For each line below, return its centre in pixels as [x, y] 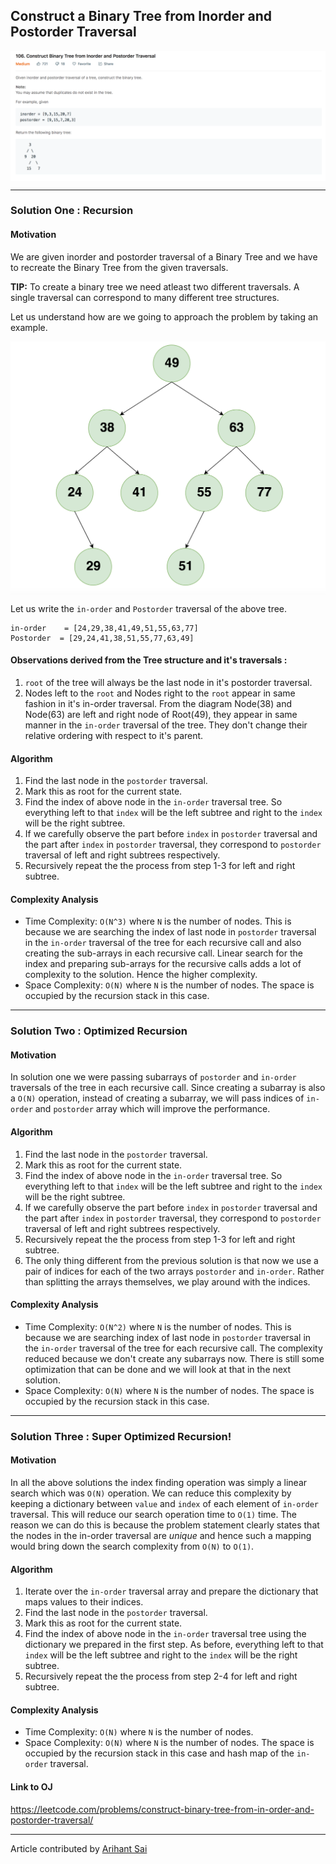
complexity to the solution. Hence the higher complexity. [141, 975]
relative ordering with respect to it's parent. [114, 735]
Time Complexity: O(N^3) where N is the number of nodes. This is [158, 921]
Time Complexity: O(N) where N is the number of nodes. [139, 1732]
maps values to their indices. [84, 1602]
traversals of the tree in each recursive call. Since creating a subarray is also [168, 1088]
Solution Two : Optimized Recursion [99, 1031]
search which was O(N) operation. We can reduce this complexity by [151, 1493]
